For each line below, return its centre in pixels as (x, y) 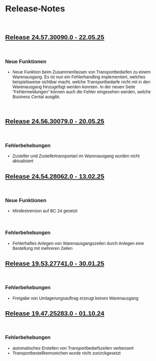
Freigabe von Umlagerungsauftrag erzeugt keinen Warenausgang (75, 298)
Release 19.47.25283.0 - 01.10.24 (55, 313)
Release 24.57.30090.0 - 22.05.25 (55, 37)
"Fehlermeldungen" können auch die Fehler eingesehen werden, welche (81, 92)
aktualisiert (23, 161)
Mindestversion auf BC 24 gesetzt (45, 211)
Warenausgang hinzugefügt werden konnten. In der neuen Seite (74, 87)
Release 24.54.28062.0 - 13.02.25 (55, 176)
